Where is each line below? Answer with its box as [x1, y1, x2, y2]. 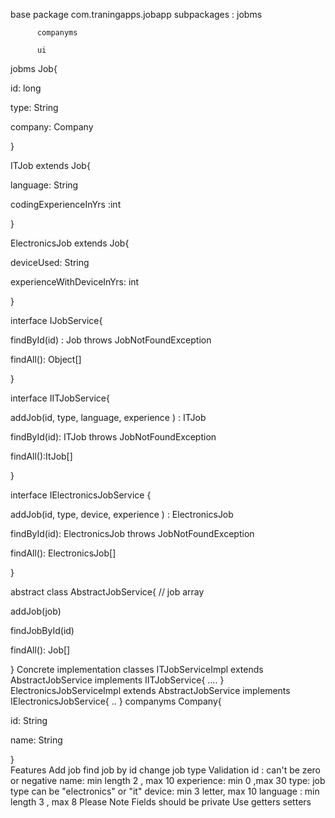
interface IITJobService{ [10, 392, 110, 404]
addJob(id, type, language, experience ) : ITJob [10, 412, 207, 423]
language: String [10, 179, 79, 191]
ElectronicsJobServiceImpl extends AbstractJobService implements [10, 685, 291, 696]
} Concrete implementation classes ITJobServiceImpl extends [10, 664, 264, 675]
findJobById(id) [10, 625, 75, 636]
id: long [10, 82, 42, 94]
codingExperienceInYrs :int [10, 199, 122, 210]
